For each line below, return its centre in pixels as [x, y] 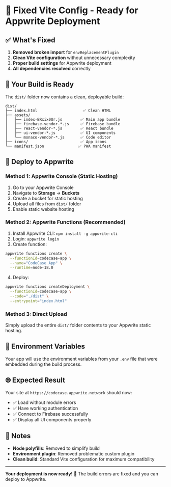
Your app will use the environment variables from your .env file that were [81, 359]
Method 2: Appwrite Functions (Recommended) [65, 222]
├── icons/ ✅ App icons [56, 142]
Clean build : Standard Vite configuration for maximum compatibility [83, 459]
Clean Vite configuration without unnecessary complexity [74, 58]
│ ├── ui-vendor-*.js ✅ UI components [61, 133]
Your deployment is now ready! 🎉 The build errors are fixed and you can [82, 474]
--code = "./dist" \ [30, 296]
